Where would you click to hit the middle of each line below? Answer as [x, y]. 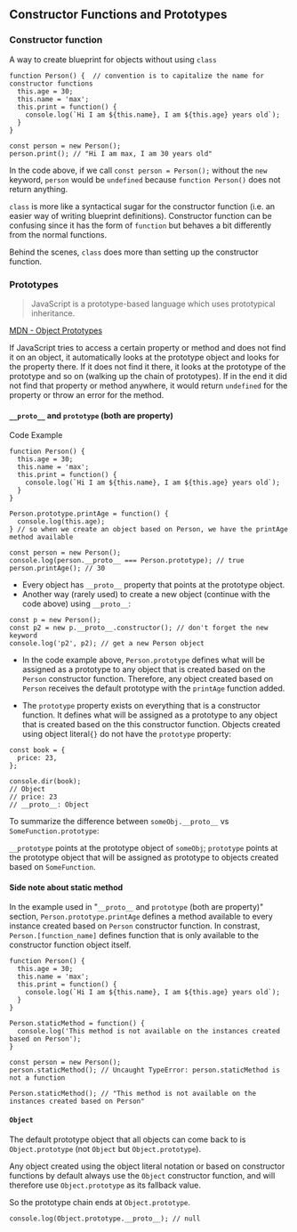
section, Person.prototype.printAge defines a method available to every [141, 917]
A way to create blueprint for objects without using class [113, 59]
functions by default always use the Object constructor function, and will [142, 1175]
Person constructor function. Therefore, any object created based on [148, 679]
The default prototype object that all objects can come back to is [128, 1139]
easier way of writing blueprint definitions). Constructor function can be [141, 215]
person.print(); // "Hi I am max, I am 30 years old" [111, 154]
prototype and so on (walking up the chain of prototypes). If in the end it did [148, 376]
